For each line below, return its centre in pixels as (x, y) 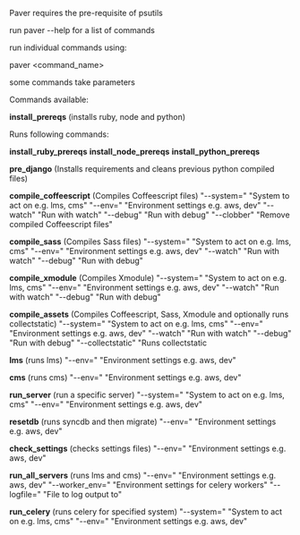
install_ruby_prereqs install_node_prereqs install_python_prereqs (135, 152)
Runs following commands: (59, 134)
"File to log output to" (83, 494)
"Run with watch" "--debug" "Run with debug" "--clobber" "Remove (163, 215)
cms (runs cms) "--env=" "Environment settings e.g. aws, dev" (125, 378)
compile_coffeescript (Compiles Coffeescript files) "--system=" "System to (150, 195)
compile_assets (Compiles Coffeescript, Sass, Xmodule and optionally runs (149, 314)
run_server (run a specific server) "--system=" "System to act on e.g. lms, (147, 395)
